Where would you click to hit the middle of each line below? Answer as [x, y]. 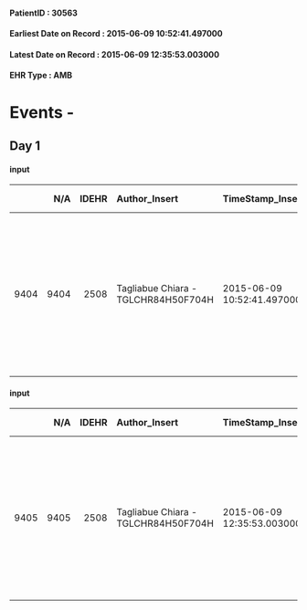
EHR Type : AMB [41, 75]
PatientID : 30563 [43, 13]
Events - [42, 112]
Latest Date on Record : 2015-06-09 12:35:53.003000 [115, 54]
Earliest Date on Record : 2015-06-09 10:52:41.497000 [116, 34]
